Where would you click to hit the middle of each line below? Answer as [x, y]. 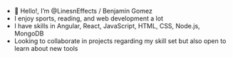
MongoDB [29, 33]
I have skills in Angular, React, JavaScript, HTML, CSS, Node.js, [107, 26]
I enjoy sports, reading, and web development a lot [89, 18]
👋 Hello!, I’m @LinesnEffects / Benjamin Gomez [83, 11]
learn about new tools [46, 48]
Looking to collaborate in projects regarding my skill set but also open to [120, 41]
